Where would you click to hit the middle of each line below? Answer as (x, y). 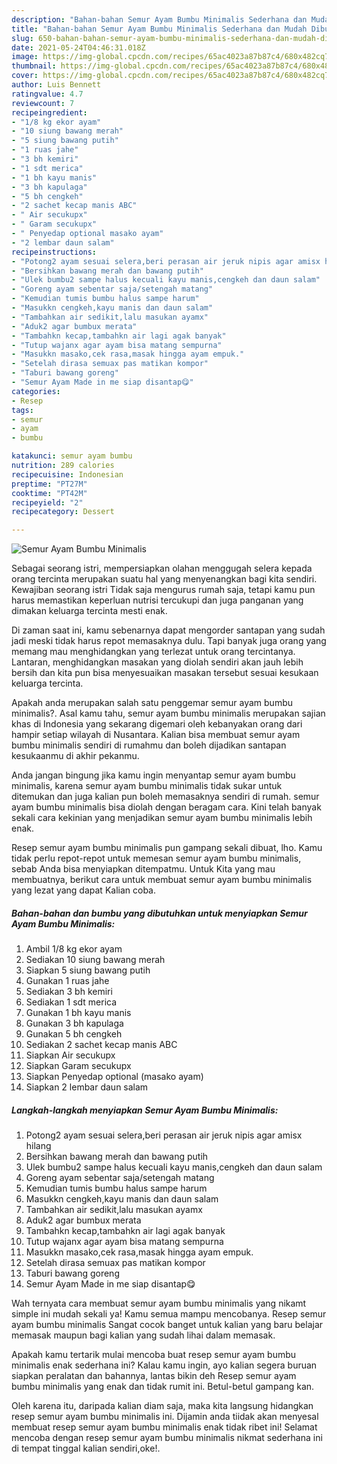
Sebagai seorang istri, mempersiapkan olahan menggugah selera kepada (162, 568)
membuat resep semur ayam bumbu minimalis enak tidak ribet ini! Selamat (164, 1427)
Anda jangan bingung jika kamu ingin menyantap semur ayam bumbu (153, 775)
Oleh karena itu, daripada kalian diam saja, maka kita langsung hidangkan (162, 1406)
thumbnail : (34, 66)
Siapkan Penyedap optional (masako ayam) (114, 1077)
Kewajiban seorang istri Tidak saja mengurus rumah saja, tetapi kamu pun (163, 590)
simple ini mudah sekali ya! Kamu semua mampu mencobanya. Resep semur (169, 1314)
